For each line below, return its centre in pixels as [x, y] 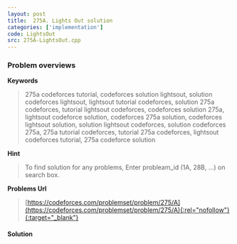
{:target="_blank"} [52, 218]
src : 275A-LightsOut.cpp [44, 41]
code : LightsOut [31, 34]
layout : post [27, 14]
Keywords [23, 81]
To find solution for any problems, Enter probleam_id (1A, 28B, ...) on [125, 167]
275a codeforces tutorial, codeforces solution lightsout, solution [118, 95]
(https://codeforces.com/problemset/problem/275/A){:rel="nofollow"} [127, 210]
